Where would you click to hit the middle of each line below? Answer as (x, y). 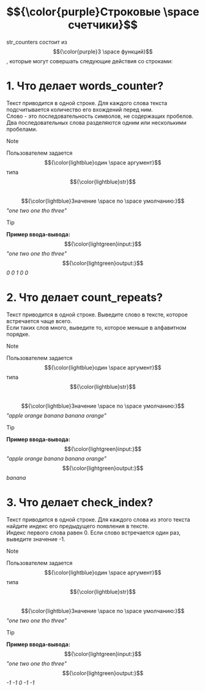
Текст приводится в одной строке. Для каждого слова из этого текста (99, 519)
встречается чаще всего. (39, 321)
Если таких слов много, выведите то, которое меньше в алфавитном (96, 327)
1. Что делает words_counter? (85, 86)
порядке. (18, 334)
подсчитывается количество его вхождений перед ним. (80, 109)
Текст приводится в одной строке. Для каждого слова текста (87, 103)
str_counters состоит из (37, 42)
